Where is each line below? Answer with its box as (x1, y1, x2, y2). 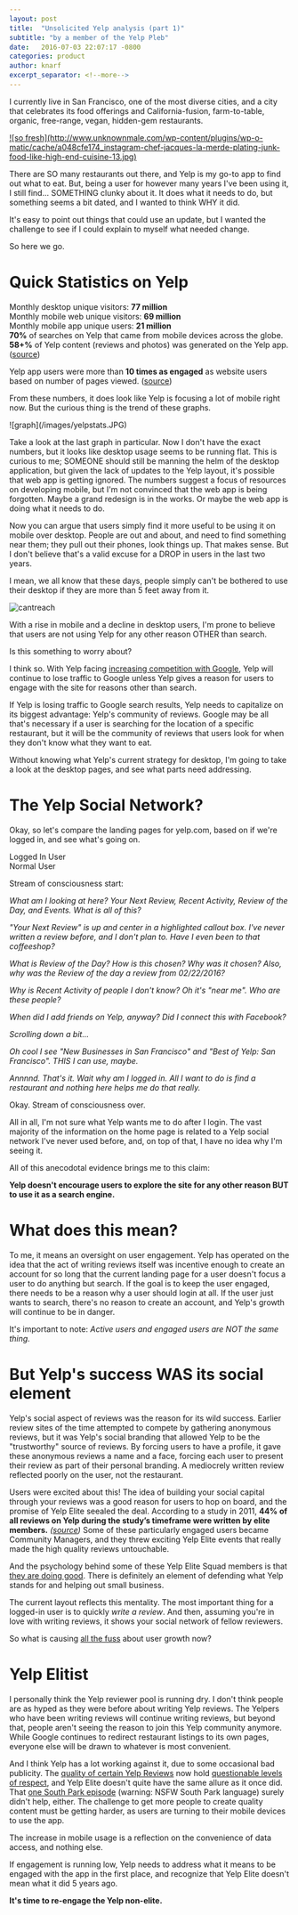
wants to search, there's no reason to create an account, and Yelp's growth (9, 1296, 285, 1308)
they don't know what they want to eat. (9, 737, 153, 748)
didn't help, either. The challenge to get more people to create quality (9, 1796, 264, 1806)
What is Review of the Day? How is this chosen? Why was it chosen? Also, (9, 958, 282, 969)
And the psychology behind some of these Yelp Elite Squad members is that (9, 1561, 287, 1571)
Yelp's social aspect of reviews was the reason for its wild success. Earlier (9, 1412, 282, 1424)
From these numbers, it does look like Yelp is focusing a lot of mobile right (9, 393, 280, 403)
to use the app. (9, 1814, 65, 1825)
